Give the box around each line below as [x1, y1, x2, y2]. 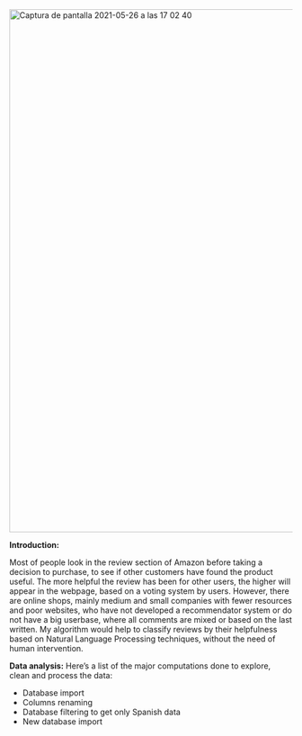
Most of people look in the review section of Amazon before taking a [9, 557, 263, 568]
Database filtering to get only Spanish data [22, 706, 182, 717]
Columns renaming [22, 697, 93, 707]
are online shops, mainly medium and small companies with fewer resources [9, 596, 292, 606]
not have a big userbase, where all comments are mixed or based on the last [9, 615, 292, 624]
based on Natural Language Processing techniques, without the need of [9, 633, 276, 644]
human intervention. [9, 643, 84, 653]
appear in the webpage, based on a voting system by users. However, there [9, 586, 289, 597]
